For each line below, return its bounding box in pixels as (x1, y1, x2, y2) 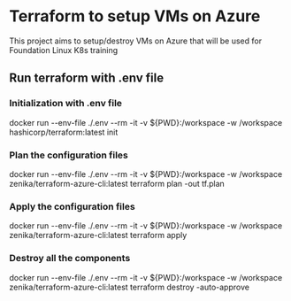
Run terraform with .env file (9, 71, 165, 86)
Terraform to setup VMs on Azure (9, 6, 261, 27)
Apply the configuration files (9, 200, 135, 212)
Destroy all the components (9, 252, 131, 265)
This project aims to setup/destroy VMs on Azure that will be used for (9, 35, 263, 46)
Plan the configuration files (9, 149, 128, 161)
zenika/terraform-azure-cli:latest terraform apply (9, 230, 188, 241)
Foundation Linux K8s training (9, 44, 119, 55)
